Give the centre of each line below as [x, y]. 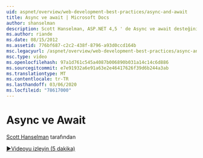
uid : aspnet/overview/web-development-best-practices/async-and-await [97, 12]
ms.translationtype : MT [36, 74]
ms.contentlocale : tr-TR [37, 79]
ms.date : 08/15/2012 [32, 40]
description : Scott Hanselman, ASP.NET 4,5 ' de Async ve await [89, 29]
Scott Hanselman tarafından [41, 137]
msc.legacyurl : [25, 51]
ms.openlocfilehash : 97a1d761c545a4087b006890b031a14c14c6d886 [88, 62]
